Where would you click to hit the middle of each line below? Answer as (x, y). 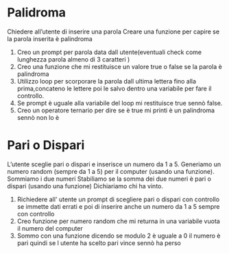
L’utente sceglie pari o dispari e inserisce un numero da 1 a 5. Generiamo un (114, 164)
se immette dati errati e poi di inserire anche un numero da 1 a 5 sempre (118, 206)
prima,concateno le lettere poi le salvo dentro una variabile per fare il (114, 88)
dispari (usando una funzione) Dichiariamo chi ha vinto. (85, 186)
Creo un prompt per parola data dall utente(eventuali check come (109, 52)
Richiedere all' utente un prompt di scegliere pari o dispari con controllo (118, 199)
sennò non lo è (38, 117)
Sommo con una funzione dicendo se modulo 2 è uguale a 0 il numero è (119, 236)
